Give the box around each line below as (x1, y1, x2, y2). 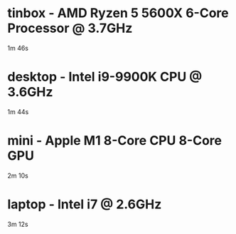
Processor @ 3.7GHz (7, 20, 133, 36)
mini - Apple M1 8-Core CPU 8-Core (7, 133, 222, 149)
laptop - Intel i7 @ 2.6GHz (7, 196, 162, 212)
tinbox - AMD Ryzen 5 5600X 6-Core (7, 5, 229, 21)
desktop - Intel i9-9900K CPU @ (7, 69, 203, 85)
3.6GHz (7, 84, 53, 101)
